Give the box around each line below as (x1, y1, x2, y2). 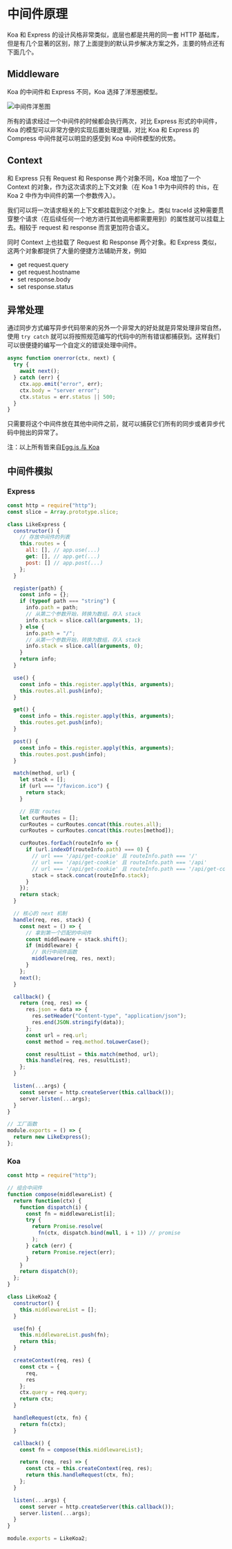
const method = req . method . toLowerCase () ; (25, 1038, 150, 1045)
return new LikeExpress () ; (13, 1133, 91, 1141)
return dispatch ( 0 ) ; (19, 1268, 79, 1275)
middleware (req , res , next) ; (32, 955, 116, 962)
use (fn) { (13, 1325, 41, 1332)
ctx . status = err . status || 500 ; (19, 393, 116, 400)
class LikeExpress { (7, 521, 67, 528)
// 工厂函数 (7, 1121, 38, 1128)
